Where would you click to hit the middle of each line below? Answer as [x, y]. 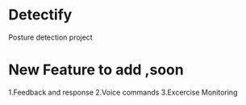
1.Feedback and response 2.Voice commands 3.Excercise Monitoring [123, 92]
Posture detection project [50, 37]
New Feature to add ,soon [96, 70]
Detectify [40, 15]
